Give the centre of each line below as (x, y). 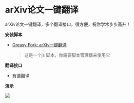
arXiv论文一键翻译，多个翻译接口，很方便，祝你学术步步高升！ (68, 24)
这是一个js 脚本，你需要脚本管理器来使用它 (67, 55)
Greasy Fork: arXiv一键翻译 (39, 44)
